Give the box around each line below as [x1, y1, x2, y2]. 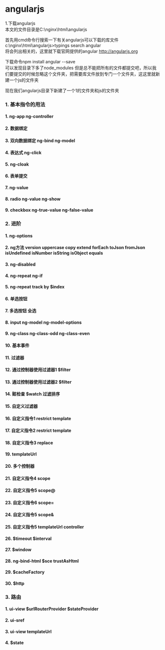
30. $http [5, 580, 25, 586]
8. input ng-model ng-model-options [5, 319, 82, 325]
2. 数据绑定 [5, 125, 28, 131]
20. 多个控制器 [5, 463, 35, 469]
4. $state [5, 640, 24, 646]
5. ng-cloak [5, 161, 29, 167]
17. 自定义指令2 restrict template [5, 427, 72, 433]
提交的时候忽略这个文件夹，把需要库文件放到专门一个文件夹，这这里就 [13, 71, 156, 77]
